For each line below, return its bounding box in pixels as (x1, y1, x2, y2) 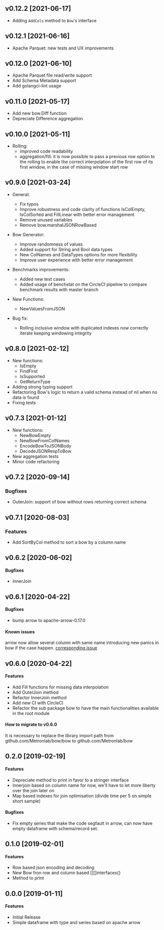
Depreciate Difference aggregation (12, 116, 83, 122)
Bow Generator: (12, 231, 44, 237)
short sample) (12, 798, 41, 804)
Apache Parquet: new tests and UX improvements (12, 45, 114, 51)
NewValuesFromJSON (19, 305, 65, 311)
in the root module (12, 710, 50, 716)
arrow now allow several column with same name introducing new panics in (5, 640, 159, 646)
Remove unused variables (19, 216, 73, 222)
